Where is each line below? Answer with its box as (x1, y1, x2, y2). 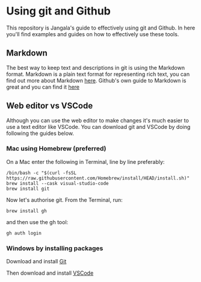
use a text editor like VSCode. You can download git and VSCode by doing (6, 123, 191, 130)
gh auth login (6, 230, 42, 236)
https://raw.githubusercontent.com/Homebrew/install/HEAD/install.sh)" (6, 175, 190, 181)
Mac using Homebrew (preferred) (6, 145, 107, 153)
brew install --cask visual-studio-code (6, 180, 110, 186)
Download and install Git (6, 258, 67, 265)
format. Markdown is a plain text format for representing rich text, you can (6, 70, 190, 78)
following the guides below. (6, 130, 74, 137)
